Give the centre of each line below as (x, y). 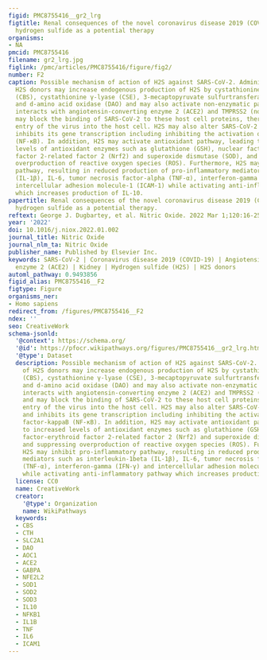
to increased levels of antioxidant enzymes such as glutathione (133, 429)
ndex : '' (23, 319)
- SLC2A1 (30, 541)
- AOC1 (26, 555)
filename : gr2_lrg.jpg (46, 60)
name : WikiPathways (55, 511)
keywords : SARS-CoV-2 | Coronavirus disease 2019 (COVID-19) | (115, 259)
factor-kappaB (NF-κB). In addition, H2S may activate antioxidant (136, 422)
